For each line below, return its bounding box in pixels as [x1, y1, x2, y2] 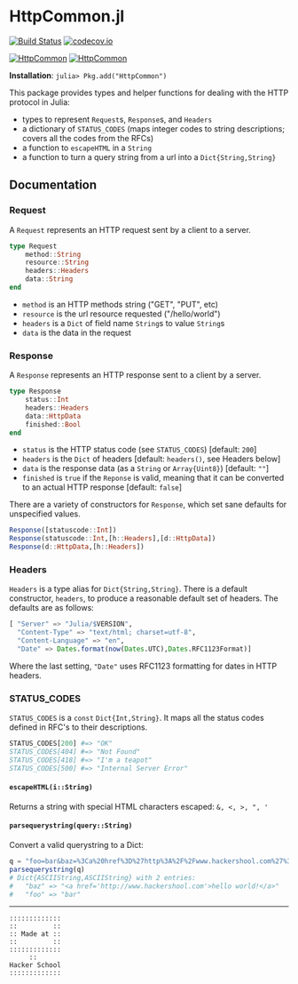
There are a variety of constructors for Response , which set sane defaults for [9, 500, 287, 510]
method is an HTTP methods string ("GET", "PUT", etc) [21, 299, 219, 309]
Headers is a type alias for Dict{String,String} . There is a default [9, 584, 248, 595]
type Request [9, 242, 58, 251]
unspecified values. [9, 508, 82, 519]
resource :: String [25, 258, 90, 268]
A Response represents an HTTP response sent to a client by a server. [9, 370, 262, 380]
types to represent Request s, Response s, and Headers [21, 114, 213, 124]
